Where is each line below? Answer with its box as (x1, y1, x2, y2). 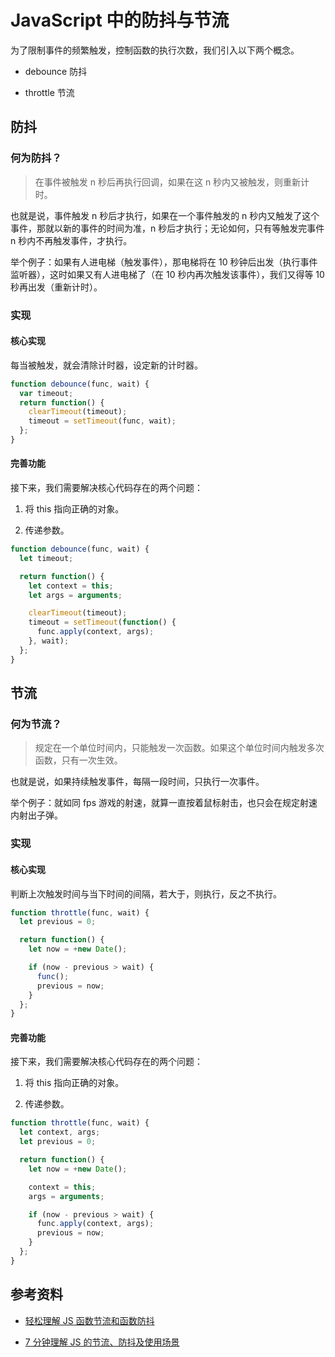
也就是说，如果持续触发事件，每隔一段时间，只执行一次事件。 (10, 776, 265, 788)
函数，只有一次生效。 (34, 754, 123, 766)
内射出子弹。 (10, 809, 63, 821)
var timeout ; (19, 388, 74, 398)
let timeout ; (19, 553, 74, 563)
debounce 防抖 (24, 65, 88, 77)
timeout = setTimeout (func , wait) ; (28, 416, 177, 426)
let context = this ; (28, 581, 114, 591)
